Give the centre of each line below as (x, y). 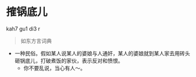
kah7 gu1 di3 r (23, 29)
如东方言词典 (36, 41)
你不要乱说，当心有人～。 (54, 68)
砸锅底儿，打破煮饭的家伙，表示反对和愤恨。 (69, 61)
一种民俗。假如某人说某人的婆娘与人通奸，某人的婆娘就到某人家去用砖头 (102, 53)
